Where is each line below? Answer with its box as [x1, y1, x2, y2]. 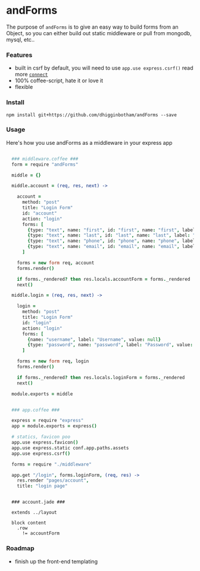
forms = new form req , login [17, 358, 89, 364]
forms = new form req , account [17, 260, 95, 266]
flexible [14, 83, 33, 91]
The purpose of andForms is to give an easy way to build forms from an [6, 23, 179, 30]
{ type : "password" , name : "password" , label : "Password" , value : [27, 342, 193, 348]
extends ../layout [11, 510, 58, 516]
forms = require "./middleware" [11, 461, 92, 467]
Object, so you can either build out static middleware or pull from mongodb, [6, 29, 192, 36]
